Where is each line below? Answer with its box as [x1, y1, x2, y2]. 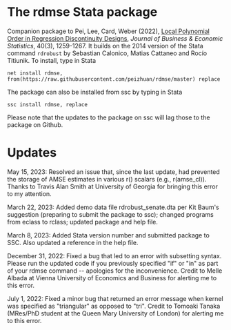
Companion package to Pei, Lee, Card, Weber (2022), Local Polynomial [7, 27, 210, 35]
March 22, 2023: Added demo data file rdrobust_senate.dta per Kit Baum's [7, 203, 219, 211]
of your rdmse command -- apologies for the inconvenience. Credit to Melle [7, 266, 223, 275]
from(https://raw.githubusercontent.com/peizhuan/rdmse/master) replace [7, 75, 221, 83]
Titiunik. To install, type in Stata [7, 56, 97, 64]
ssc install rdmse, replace [7, 101, 88, 108]
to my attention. [7, 189, 52, 197]
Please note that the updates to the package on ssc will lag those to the [7, 113, 210, 122]
